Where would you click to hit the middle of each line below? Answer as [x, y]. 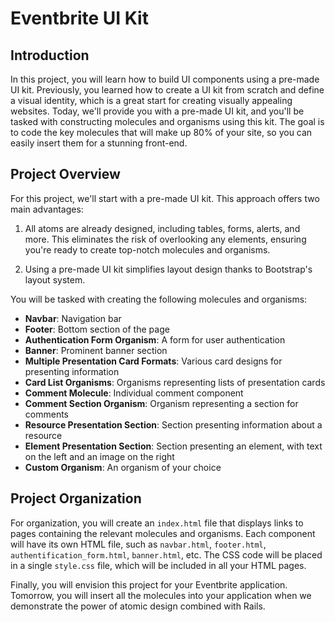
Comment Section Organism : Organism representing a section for [161, 403]
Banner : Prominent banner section [96, 350]
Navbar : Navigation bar [73, 318]
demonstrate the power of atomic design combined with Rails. [138, 606]
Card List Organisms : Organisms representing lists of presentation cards [175, 382]
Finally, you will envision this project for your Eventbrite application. [149, 584]
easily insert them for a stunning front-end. [99, 143]
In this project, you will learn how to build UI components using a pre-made [165, 79]
